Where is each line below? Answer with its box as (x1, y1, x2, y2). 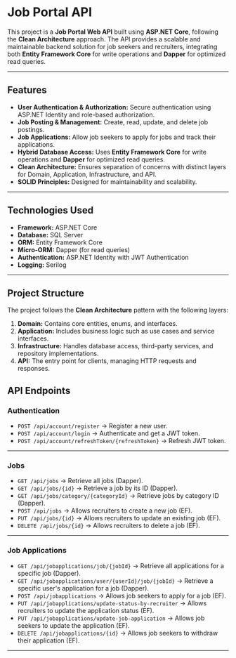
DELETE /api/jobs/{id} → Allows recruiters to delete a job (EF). (17, 521, 200, 530)
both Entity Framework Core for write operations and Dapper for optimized (7, 50, 226, 58)
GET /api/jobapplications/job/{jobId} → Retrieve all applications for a (17, 561, 225, 570)
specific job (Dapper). (17, 569, 81, 577)
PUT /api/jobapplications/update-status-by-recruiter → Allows (17, 598, 207, 607)
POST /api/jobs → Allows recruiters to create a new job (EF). (17, 506, 193, 515)
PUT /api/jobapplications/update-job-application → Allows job (17, 614, 205, 622)
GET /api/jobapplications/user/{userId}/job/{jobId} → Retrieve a (17, 577, 214, 585)
